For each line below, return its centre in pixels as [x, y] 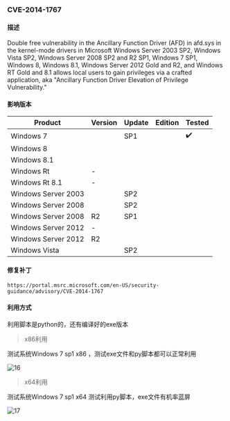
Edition [167, 123]
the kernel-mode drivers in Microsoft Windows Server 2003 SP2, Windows [114, 51]
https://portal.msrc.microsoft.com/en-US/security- [83, 285]
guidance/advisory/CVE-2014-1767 [55, 291]
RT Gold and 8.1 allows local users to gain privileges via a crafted [100, 73]
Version [104, 123]
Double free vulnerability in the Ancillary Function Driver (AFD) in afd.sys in [114, 43]
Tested [197, 123]
